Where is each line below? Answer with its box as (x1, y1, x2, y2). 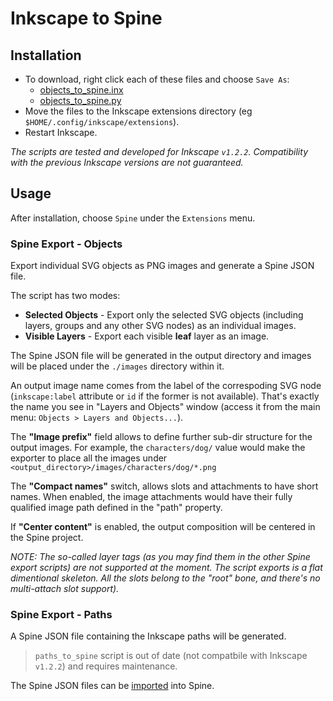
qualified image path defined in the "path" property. (10, 502, 223, 514)
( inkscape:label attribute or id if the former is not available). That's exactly (10, 390, 320, 402)
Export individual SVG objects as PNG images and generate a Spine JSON (10, 260, 315, 272)
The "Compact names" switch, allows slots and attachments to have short (10, 480, 319, 492)
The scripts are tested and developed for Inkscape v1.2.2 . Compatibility (10, 146, 309, 157)
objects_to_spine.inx (39, 84, 124, 96)
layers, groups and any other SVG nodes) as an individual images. (24, 320, 297, 332)
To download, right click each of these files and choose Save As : (24, 73, 290, 85)
